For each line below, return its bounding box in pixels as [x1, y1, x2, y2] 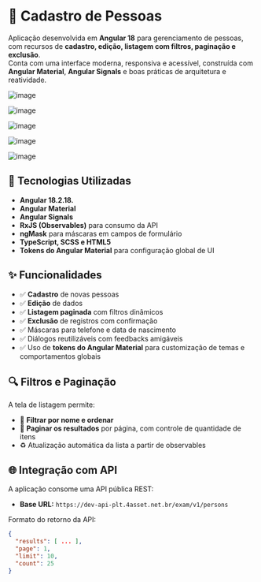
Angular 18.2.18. [19, 195, 74, 204]
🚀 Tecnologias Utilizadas [8, 174, 131, 188]
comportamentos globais [19, 351, 101, 361]
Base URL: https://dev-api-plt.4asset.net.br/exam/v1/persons [19, 500, 229, 509]
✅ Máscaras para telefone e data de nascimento [19, 325, 177, 334]
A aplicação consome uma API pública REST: [8, 484, 154, 494]
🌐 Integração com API [8, 463, 118, 476]
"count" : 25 [15, 559, 55, 567]
